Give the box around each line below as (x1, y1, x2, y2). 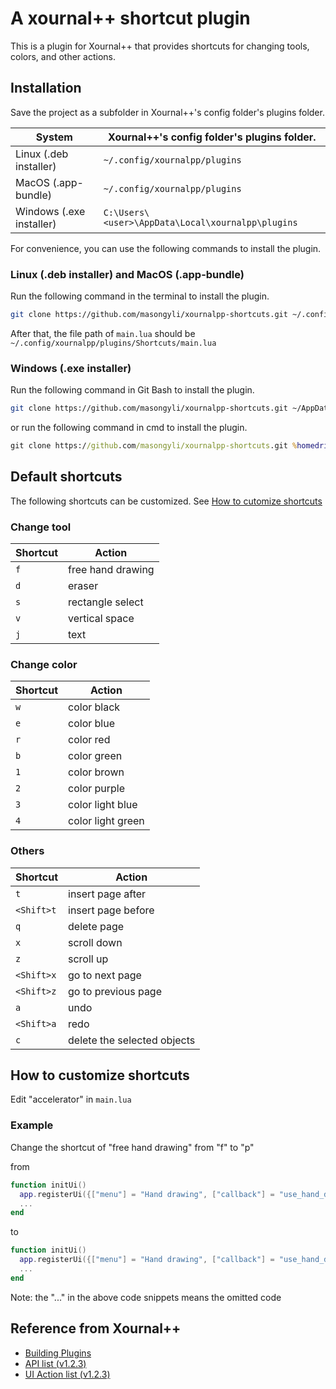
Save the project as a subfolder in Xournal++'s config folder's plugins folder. (10, 106, 325, 118)
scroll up (68, 952, 109, 966)
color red (68, 733, 111, 747)
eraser (68, 579, 99, 593)
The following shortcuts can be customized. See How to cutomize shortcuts (10, 495, 323, 507)
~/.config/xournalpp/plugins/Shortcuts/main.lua (10, 338, 217, 348)
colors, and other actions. (10, 50, 116, 62)
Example (10, 1118, 54, 1132)
